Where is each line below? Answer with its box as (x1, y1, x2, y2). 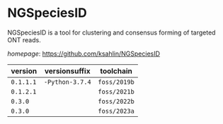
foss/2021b (98, 87, 135, 96)
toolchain (100, 66, 133, 75)
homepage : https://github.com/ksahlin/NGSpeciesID (7, 49, 161, 58)
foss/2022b (98, 97, 135, 105)
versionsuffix (45, 66, 91, 75)
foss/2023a (98, 107, 135, 115)
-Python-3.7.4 (43, 77, 91, 86)
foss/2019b (98, 77, 135, 86)
